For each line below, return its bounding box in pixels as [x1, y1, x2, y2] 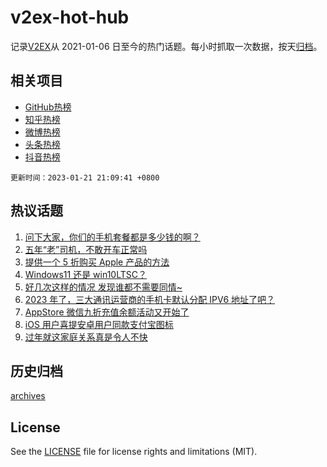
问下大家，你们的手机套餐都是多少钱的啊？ [24, 231, 201, 243]
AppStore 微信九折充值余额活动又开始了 [24, 306, 190, 318]
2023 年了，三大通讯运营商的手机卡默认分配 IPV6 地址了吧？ [24, 293, 276, 305]
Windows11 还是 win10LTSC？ [24, 268, 147, 280]
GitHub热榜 [24, 101, 72, 113]
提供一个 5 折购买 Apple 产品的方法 [24, 256, 170, 268]
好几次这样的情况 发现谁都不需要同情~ [24, 281, 183, 293]
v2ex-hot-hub [10, 6, 130, 29]
